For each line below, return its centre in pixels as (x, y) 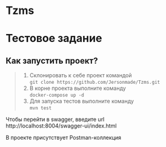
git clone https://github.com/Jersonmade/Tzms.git (95, 83)
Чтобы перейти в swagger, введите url (55, 120)
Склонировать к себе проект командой (81, 75)
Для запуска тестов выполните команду (82, 101)
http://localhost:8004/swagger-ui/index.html (61, 126)
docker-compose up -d (57, 95)
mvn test (41, 108)
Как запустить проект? (52, 60)
